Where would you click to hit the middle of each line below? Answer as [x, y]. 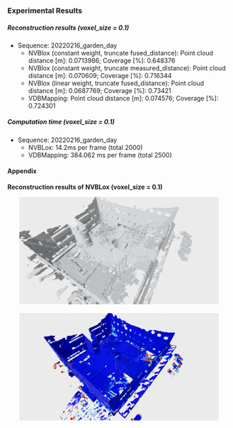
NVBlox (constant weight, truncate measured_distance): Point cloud [127, 68]
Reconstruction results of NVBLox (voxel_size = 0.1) [85, 187]
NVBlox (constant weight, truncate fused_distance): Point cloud [121, 53]
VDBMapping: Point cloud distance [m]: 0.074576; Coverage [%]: [123, 98]
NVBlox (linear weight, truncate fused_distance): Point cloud [116, 83]
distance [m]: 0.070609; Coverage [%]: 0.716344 [100, 75]
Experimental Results [45, 11]
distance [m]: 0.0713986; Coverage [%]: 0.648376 [102, 60]
